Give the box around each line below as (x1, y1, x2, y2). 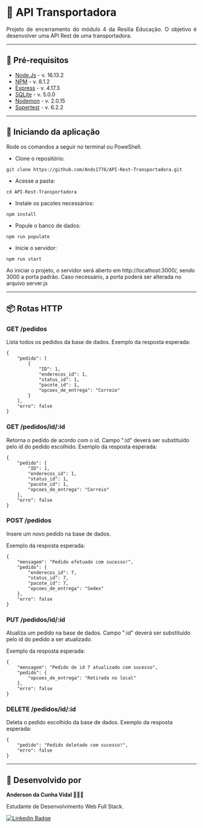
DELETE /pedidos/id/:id (6, 705, 76, 713)
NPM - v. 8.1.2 (14, 78, 50, 85)
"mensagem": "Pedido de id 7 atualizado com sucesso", (17, 664, 158, 671)
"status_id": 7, (28, 574, 69, 581)
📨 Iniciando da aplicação (6, 127, 100, 137)
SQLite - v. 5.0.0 (14, 90, 56, 98)
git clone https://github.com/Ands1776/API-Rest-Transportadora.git (6, 166, 182, 172)
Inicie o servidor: (14, 244, 57, 251)
